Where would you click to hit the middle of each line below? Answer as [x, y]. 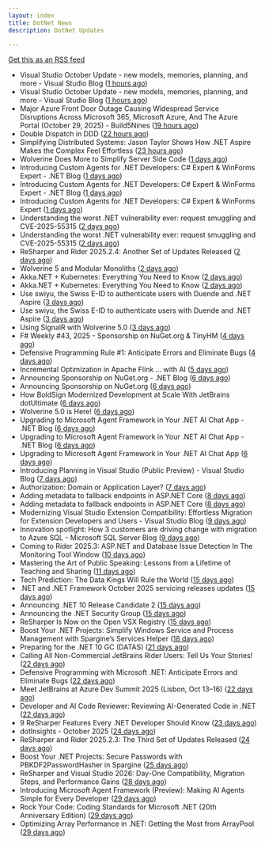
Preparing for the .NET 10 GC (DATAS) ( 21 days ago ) [104, 647]
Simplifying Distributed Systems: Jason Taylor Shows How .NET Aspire [135, 143]
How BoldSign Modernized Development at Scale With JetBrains [125, 395]
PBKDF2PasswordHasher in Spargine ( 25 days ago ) [104, 765]
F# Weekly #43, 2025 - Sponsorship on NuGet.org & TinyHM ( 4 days [132, 336]
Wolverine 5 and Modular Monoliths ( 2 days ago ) [99, 268]
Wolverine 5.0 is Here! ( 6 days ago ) [77, 412]
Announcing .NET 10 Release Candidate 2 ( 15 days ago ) [110, 605]
